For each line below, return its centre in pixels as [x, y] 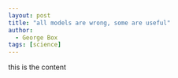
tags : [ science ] [35, 45]
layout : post [30, 15]
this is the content [37, 67]
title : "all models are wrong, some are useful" [89, 23]
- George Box [37, 37]
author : [21, 30]
